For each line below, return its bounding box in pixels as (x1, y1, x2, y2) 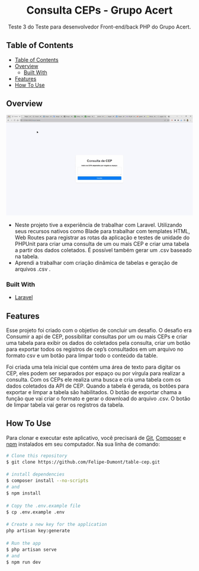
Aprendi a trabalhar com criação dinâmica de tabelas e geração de (14, 259, 178, 266)
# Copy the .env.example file (6, 503, 81, 509)
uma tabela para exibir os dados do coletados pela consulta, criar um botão (6, 339, 191, 346)
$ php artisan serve (6, 547, 57, 553)
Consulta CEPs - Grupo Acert (26, 4, 173, 17)
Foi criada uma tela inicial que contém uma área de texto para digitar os (6, 363, 181, 370)
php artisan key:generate (6, 528, 70, 534)
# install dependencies (6, 471, 65, 478)
